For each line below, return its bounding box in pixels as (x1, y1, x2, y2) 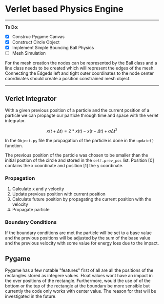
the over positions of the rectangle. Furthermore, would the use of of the (5, 278, 151, 284)
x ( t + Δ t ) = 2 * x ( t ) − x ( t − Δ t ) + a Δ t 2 (46, 127, 118, 134)
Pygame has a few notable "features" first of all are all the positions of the (5, 267, 154, 273)
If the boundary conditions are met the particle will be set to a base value (5, 230, 152, 236)
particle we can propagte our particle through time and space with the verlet (5, 112, 159, 118)
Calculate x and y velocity (12, 186, 64, 192)
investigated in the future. (5, 293, 57, 299)
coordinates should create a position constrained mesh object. (5, 76, 131, 82)
